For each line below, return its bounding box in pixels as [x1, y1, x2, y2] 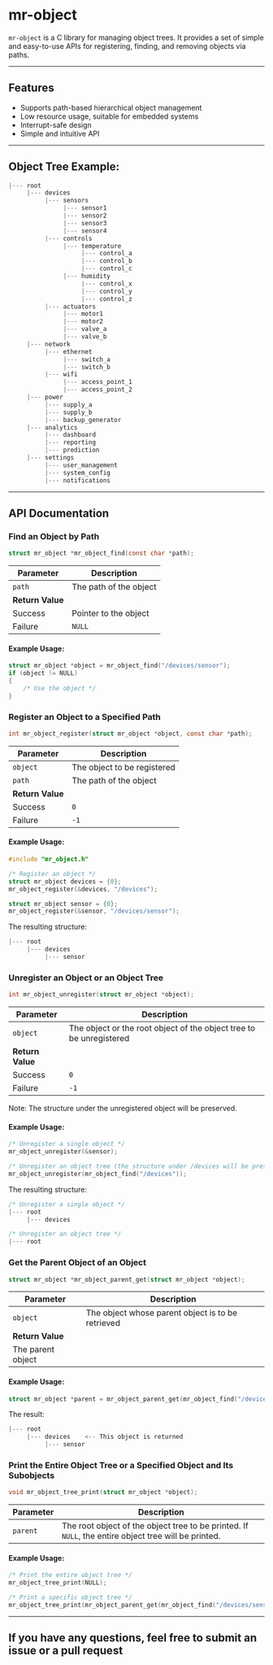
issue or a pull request [8, 1644, 123, 1658]
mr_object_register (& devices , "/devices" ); [8, 885, 158, 893]
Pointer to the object [71, 608, 149, 619]
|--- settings [26, 454, 75, 462]
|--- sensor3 [63, 219, 107, 227]
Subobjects [8, 1470, 55, 1481]
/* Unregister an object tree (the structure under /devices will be [8, 1162, 249, 1170]
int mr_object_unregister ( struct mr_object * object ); [8, 991, 195, 999]
